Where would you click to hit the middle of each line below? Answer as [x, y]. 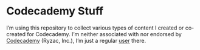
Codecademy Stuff [55, 11]
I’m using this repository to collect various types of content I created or [95, 28]
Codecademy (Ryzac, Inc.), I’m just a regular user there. [76, 40]
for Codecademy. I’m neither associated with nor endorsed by [105, 34]
